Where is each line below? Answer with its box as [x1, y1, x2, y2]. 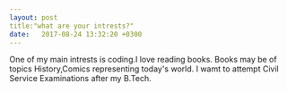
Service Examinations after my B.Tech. [9, 73, 152, 84]
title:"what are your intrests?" [9, 21, 135, 30]
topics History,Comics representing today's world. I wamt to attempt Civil [9, 63, 280, 74]
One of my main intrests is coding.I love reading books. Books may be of [9, 54, 277, 65]
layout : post [9, 13, 58, 22]
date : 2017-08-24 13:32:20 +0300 [9, 29, 143, 38]
